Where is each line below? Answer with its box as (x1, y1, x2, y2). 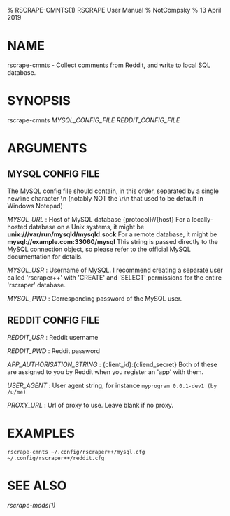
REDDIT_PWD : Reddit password (7, 346, 100, 355)
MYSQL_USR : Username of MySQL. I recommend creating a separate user (7, 266, 223, 274)
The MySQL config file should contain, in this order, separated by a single (7, 187, 219, 195)
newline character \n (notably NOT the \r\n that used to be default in (7, 194, 204, 202)
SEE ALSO (7, 478, 67, 494)
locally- (192, 215, 213, 223)
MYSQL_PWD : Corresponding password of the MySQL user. (7, 294, 182, 303)
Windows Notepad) (7, 201, 63, 210)
